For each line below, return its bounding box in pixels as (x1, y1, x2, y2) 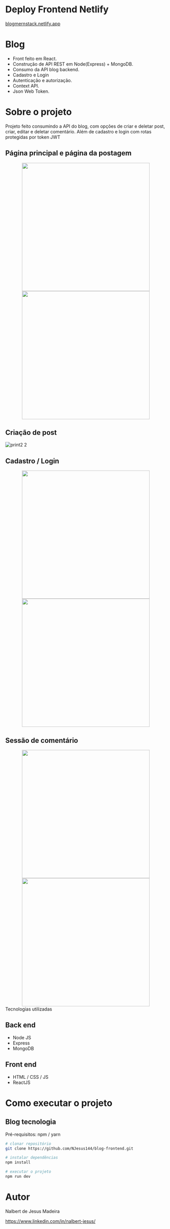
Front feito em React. (12, 55, 57, 62)
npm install (5, 1160, 31, 1165)
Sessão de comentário (5, 736, 78, 744)
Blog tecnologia (5, 1118, 56, 1126)
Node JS (12, 1034, 32, 1040)
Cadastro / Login (5, 456, 60, 465)
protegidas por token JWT (5, 134, 60, 140)
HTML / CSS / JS (12, 1074, 48, 1080)
